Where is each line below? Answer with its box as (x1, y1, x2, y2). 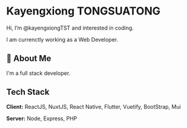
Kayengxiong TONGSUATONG (6, 4, 160, 18)
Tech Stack (6, 87, 50, 97)
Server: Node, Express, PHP (6, 115, 77, 122)
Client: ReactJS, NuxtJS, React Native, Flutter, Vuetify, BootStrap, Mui (6, 103, 182, 110)
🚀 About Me (6, 53, 51, 64)
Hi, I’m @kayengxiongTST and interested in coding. (6, 24, 134, 31)
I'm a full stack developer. (6, 69, 71, 77)
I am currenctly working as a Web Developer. (6, 36, 119, 43)
